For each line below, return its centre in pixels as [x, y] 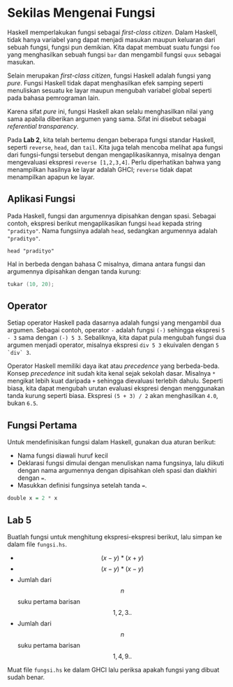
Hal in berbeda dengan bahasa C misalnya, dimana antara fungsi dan [106, 264]
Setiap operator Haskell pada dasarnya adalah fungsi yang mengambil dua [114, 323]
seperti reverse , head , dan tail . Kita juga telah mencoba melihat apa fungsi [115, 147]
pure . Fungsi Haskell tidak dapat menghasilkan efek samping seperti [105, 83]
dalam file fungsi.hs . [37, 544]
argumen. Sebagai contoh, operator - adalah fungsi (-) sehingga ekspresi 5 [116, 330]
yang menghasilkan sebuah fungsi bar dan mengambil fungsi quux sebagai [114, 55]
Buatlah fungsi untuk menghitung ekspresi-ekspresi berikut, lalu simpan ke [115, 537]
